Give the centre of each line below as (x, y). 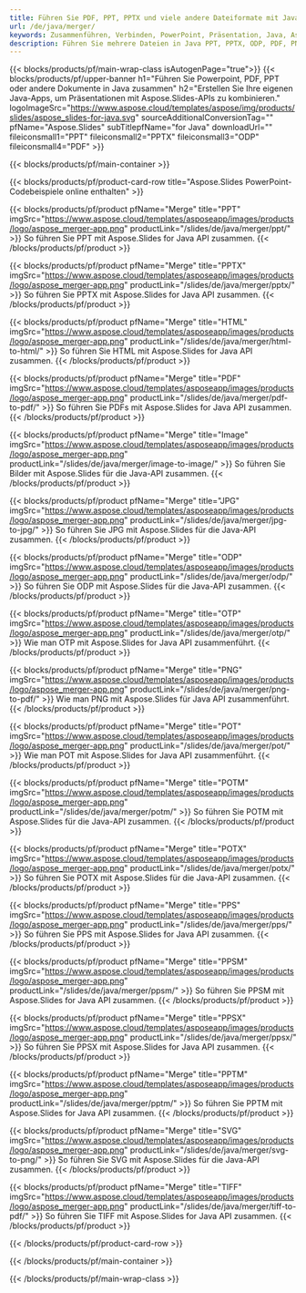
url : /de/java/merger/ (52, 26)
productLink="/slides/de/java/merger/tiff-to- (213, 1206)
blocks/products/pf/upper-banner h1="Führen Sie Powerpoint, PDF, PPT (144, 79)
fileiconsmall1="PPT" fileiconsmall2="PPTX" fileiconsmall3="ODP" (134, 137)
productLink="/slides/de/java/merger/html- (211, 342)
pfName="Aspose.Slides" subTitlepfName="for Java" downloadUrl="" (141, 128)
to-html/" (26, 351)
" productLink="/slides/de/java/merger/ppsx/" (210, 1037)
